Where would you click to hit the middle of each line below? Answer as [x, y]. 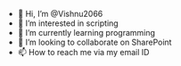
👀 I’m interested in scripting [68, 23]
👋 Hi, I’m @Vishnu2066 [60, 14]
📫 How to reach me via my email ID [83, 52]
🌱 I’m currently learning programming [86, 33]
